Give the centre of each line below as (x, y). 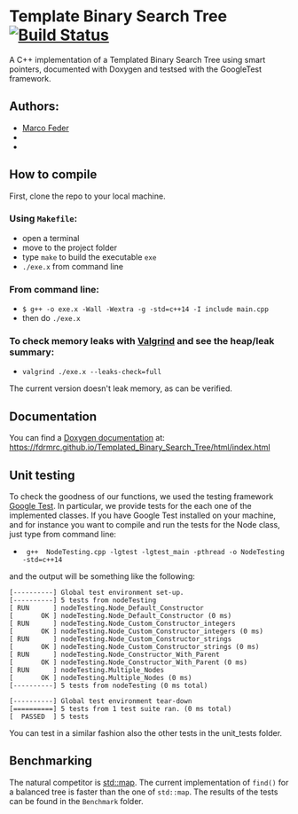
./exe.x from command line (73, 266)
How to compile (53, 175)
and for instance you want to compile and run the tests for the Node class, (145, 525)
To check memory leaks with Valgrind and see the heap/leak (142, 341)
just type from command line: (63, 535)
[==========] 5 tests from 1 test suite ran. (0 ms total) (121, 709)
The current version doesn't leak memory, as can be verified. (121, 388)
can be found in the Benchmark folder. (76, 801)
